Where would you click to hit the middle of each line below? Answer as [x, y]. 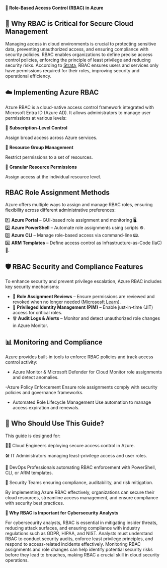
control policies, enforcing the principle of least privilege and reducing [78, 60]
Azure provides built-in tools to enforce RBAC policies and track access [79, 357]
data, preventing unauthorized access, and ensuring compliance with [77, 49]
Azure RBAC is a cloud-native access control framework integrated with [80, 107]
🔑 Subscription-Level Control [36, 128]
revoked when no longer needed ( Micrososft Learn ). [67, 302]
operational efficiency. [28, 76]
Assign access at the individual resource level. [53, 176]
